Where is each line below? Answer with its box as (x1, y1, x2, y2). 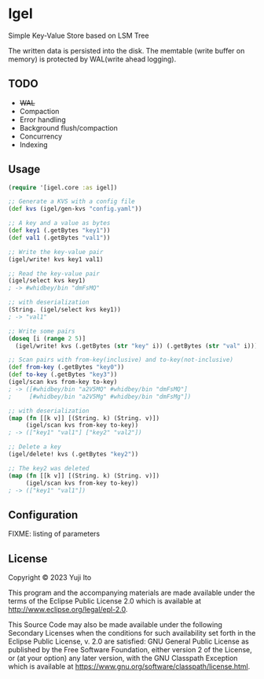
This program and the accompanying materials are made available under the (8, 588, 255, 598)
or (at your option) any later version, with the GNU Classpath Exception (8, 654, 238, 663)
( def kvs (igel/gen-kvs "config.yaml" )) (8, 205, 143, 213)
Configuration (8, 508, 79, 522)
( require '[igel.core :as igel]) (8, 183, 118, 191)
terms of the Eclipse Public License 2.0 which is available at (8, 596, 202, 606)
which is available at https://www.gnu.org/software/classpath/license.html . (8, 662, 251, 671)
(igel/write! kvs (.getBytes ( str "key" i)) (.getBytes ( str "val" (15, 341, 241, 350)
